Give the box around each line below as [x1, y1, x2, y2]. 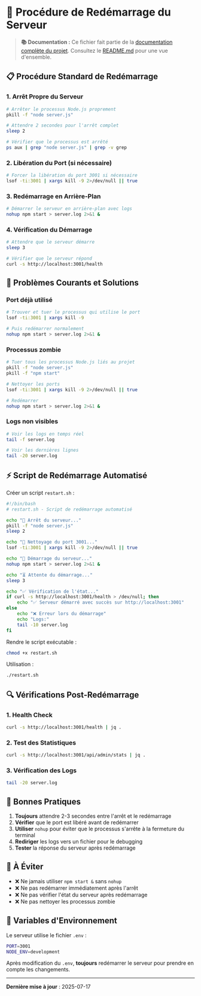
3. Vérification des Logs [6, 766, 77, 775]
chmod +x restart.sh [6, 650, 58, 656]
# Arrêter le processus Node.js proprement [6, 106, 117, 112]
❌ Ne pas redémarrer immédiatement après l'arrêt [14, 884, 139, 892]
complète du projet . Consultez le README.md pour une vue [20, 47, 169, 54]
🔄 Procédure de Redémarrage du [6, 5, 172, 19]
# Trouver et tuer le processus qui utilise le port [6, 309, 141, 316]
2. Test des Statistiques [6, 738, 77, 746]
